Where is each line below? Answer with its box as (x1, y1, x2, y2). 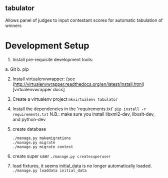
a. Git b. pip (5, 66, 29, 72)
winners (5, 22, 22, 28)
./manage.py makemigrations (12, 136, 71, 141)
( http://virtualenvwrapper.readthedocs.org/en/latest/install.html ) (12, 81, 145, 87)
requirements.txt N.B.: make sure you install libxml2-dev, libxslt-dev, (12, 111, 155, 117)
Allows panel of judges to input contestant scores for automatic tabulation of (5, 17, 163, 23)
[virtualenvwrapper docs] (12, 86, 65, 92)
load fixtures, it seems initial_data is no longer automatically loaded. (12, 163, 152, 169)
